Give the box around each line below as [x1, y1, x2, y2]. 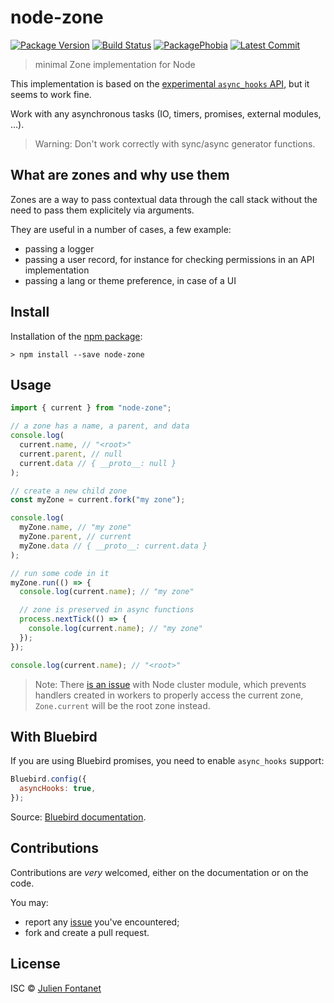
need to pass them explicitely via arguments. [10, 204, 195, 216]
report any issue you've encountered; [24, 916, 180, 928]
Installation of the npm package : [10, 330, 143, 342]
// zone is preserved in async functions [19, 605, 195, 615]
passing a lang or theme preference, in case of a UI [24, 274, 237, 286]
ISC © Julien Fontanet [10, 982, 102, 994]
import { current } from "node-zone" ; [10, 403, 172, 413]
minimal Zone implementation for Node [34, 58, 196, 70]
